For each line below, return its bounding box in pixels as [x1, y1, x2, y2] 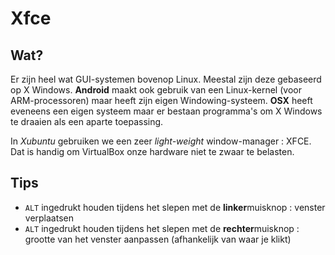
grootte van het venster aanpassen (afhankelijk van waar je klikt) [24, 233, 292, 245]
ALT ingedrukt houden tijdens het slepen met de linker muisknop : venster [24, 201, 326, 213]
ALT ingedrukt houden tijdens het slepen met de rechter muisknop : [24, 222, 300, 234]
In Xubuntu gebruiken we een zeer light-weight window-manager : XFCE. [10, 135, 312, 147]
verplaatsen [24, 212, 74, 224]
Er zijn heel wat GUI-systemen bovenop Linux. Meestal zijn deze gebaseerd [10, 73, 322, 85]
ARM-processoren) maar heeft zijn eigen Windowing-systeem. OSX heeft [10, 95, 313, 106]
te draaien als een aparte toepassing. [10, 116, 164, 127]
